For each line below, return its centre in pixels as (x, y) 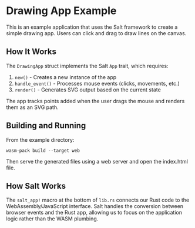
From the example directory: (40, 139)
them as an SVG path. (32, 107)
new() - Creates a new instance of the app (65, 77)
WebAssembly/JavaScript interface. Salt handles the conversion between (95, 206)
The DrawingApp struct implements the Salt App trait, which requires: (87, 66)
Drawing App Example (61, 11)
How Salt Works (36, 186)
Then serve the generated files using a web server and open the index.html (97, 161)
